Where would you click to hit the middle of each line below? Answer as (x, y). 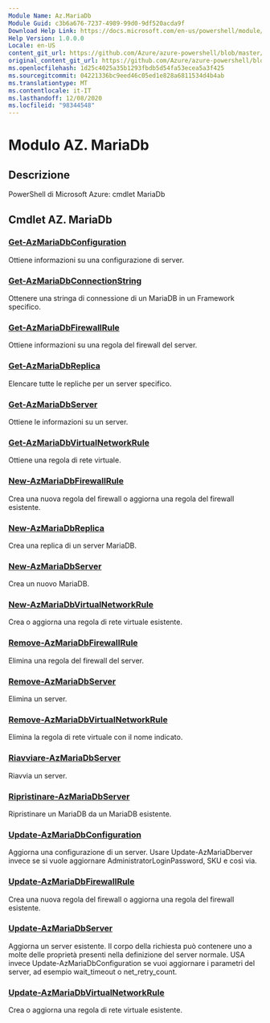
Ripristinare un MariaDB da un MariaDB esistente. (90, 814)
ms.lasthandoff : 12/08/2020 (55, 98)
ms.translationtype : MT (48, 83)
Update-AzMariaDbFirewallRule (72, 881)
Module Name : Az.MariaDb (50, 16)
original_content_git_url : (53, 61)
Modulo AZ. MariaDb (79, 145)
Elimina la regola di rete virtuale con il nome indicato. (96, 737)
